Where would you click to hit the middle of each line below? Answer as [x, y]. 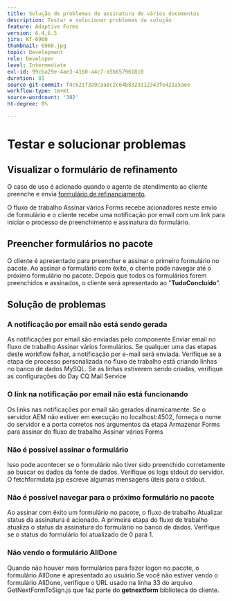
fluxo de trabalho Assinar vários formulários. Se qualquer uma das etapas [112, 347]
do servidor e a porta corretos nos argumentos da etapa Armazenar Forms [114, 424]
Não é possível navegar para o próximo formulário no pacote [111, 497]
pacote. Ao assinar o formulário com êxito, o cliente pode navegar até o [109, 268]
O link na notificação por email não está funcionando [98, 394]
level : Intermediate [37, 65]
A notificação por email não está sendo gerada [87, 324]
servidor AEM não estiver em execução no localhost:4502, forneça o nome [114, 416]
